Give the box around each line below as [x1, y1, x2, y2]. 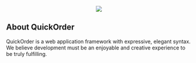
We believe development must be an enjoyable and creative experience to [6, 44, 185, 51]
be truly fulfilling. [6, 50, 47, 57]
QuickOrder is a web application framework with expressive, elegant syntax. [6, 38, 191, 45]
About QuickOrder [6, 22, 75, 32]
